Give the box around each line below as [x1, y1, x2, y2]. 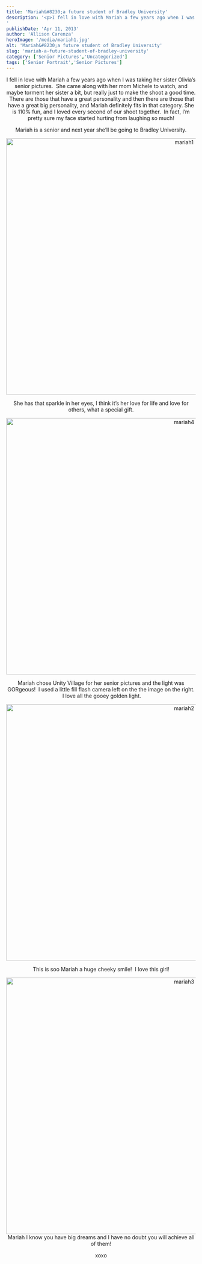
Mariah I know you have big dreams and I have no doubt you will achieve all [7, 1233, 195, 1240]
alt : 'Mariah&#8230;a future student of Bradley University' [6, 43, 163, 49]
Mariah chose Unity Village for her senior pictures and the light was [17, 679, 185, 687]
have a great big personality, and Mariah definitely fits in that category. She [8, 101, 194, 109]
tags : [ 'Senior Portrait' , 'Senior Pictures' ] [6, 59, 122, 65]
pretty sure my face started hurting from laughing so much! [28, 114, 174, 121]
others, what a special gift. [68, 405, 134, 413]
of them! [90, 1240, 112, 1247]
